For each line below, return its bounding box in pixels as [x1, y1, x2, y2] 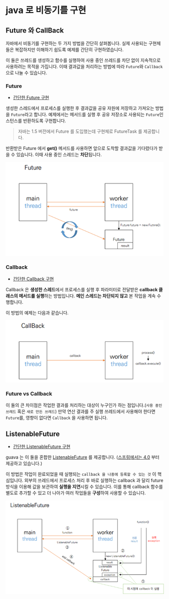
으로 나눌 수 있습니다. [6, 70, 47, 76]
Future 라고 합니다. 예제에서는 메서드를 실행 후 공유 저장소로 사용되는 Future [11, 111, 159, 118]
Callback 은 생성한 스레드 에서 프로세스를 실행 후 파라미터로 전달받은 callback [6, 286, 158, 292]
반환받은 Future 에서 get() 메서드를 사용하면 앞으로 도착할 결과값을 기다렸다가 [6, 145, 157, 151]
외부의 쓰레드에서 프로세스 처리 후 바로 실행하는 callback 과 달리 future [24, 477, 163, 484]
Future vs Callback [6, 390, 52, 397]
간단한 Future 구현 [13, 95, 50, 101]
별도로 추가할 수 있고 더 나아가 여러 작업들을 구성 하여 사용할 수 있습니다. [6, 490, 146, 496]
